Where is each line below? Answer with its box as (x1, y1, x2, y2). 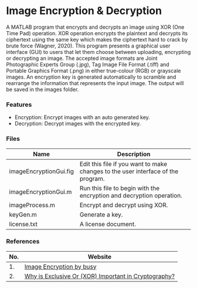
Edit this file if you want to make (79, 160, 167, 168)
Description (117, 150, 151, 158)
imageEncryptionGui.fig (9, 167, 74, 175)
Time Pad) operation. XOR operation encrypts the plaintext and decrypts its (6, 29, 188, 36)
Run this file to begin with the (79, 184, 160, 192)
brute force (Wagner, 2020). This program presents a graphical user (6, 42, 171, 49)
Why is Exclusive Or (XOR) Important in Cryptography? (24, 272, 175, 280)
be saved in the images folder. (6, 86, 79, 93)
